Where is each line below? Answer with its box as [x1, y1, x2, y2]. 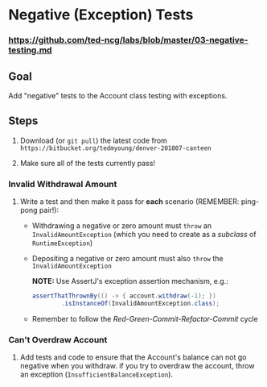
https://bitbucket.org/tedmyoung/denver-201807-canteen [19, 144, 212, 152]
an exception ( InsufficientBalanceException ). [19, 369, 174, 380]
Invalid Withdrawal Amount [8, 178, 117, 189]
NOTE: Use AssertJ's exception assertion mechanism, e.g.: [31, 277, 229, 286]
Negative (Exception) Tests [8, 6, 194, 24]
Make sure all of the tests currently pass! [19, 158, 155, 168]
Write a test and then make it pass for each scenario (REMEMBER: [19, 197, 240, 206]
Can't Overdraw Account [8, 334, 108, 345]
